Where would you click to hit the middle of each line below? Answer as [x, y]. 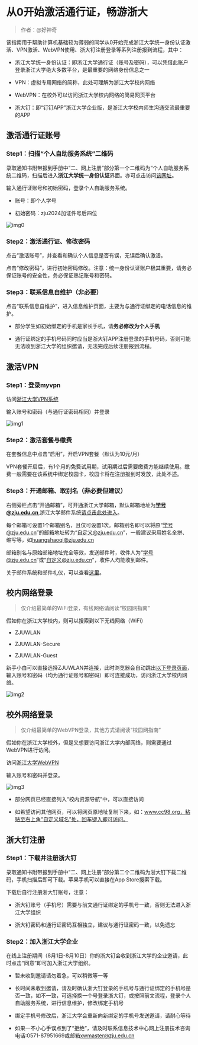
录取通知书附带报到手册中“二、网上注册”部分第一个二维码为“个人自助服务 [95, 168]
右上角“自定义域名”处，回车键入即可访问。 [77, 819]
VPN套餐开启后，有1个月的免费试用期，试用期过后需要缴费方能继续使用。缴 [98, 466]
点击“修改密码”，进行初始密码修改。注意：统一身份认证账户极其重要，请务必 [99, 268]
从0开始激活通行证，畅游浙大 [77, 12]
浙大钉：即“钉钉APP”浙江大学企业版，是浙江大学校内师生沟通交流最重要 [102, 107]
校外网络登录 [30, 715]
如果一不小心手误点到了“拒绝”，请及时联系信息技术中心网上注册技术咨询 [103, 1028]
